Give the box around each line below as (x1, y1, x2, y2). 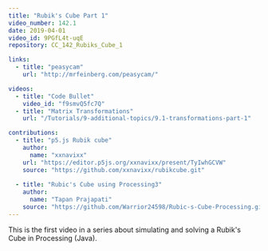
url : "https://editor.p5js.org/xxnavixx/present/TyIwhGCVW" (22, 159, 227, 167)
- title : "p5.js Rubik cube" (15, 136, 112, 144)
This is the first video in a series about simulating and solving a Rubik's (8, 225, 242, 234)
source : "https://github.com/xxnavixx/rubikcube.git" (22, 166, 205, 174)
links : (8, 56, 30, 64)
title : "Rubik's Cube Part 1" (8, 11, 109, 20)
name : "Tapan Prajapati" (29, 196, 112, 204)
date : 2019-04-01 (8, 26, 66, 34)
